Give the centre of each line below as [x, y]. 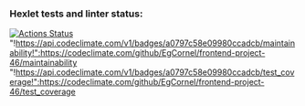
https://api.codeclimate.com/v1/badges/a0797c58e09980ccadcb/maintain [155, 43]
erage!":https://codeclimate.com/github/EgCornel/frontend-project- [137, 82]
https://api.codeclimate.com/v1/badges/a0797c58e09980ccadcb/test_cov [155, 72]
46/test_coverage [42, 92]
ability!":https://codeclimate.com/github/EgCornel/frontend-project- [137, 53]
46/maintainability [43, 63]
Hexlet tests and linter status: [76, 14]
